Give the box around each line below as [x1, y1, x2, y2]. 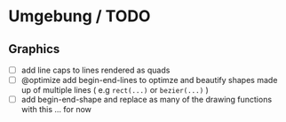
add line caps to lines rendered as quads [20, 65, 171, 75]
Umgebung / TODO [8, 6, 151, 27]
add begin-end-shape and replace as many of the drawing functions [20, 95, 273, 105]
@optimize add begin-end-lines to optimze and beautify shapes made [20, 75, 278, 86]
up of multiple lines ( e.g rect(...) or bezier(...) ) [20, 85, 210, 95]
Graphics [8, 42, 60, 57]
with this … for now [20, 104, 92, 115]
